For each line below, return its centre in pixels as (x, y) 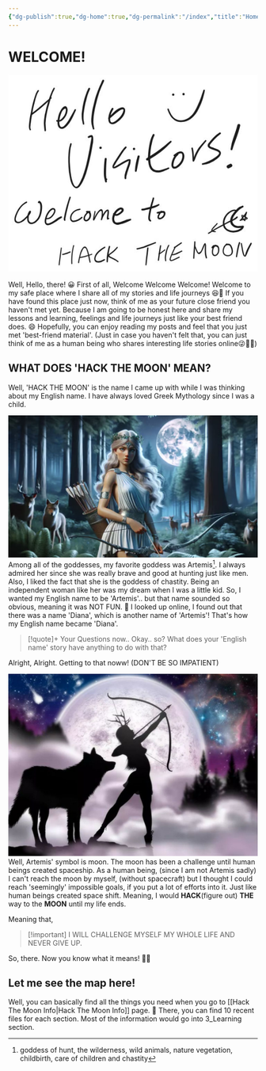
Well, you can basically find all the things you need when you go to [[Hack (129, 1002)
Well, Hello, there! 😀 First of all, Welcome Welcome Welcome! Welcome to (129, 284)
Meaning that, (31, 919)
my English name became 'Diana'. (63, 623)
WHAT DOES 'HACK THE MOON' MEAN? (110, 368)
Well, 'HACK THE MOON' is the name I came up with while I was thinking (127, 387)
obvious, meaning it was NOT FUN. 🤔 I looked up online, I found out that (125, 607)
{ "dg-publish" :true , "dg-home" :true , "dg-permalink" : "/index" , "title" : (125, 17)
